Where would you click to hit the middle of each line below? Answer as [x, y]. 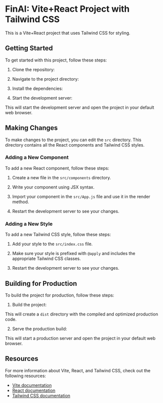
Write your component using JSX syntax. [53, 187]
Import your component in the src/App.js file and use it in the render [81, 196]
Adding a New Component [37, 157]
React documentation [34, 390]
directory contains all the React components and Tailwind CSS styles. [75, 145]
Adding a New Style [29, 224]
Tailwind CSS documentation [41, 395]
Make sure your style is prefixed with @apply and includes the [74, 254]
